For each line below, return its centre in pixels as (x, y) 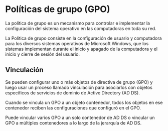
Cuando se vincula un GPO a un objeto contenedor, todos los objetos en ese (84, 102)
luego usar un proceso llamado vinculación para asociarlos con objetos (79, 87)
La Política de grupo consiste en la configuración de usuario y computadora (83, 38)
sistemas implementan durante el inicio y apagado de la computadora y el (81, 49)
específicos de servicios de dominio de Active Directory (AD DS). (73, 93)
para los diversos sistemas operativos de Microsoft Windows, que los (77, 43)
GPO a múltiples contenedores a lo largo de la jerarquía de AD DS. (73, 123)
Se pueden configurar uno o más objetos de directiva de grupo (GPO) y (79, 82)
